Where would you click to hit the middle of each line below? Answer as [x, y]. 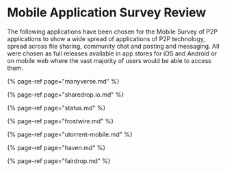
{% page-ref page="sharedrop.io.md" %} [66, 95]
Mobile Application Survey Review [107, 13]
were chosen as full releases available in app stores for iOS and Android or [112, 53]
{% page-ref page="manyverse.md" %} [63, 81]
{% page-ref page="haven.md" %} [56, 147]
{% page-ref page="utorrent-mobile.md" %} [70, 134]
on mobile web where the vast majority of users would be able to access [109, 60]
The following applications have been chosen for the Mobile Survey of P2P [112, 32]
